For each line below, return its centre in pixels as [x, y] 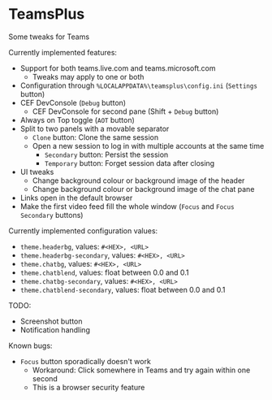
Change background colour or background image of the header [138, 180]
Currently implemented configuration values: [83, 230]
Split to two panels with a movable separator [95, 128]
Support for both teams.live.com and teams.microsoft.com [118, 68]
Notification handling [55, 329]
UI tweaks [37, 172]
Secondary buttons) [52, 215]
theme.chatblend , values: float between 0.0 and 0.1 [104, 272]
